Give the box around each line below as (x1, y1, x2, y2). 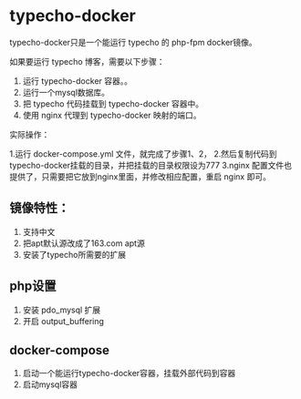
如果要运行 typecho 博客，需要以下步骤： (9, 56, 166, 66)
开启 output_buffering (22, 315, 105, 326)
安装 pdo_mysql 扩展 (22, 304, 101, 315)
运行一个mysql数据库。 (22, 87, 110, 97)
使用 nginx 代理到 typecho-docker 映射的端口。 (22, 109, 202, 120)
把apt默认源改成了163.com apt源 (22, 238, 146, 249)
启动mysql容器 (22, 379, 78, 390)
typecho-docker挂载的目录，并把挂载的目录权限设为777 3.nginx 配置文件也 (9, 159, 293, 170)
